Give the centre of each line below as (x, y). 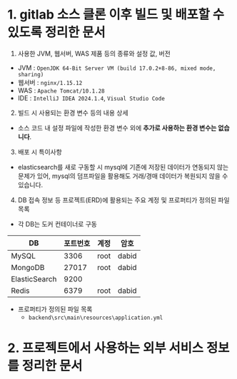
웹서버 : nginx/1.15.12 (50, 82)
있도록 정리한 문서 (56, 32)
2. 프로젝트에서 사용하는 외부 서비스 (106, 348)
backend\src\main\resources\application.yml (96, 318)
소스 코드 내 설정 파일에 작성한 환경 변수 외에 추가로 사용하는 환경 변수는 (117, 128)
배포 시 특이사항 (40, 152)
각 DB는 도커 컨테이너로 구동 (57, 224)
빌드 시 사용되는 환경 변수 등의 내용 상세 (73, 113)
